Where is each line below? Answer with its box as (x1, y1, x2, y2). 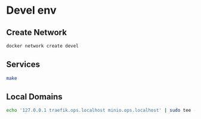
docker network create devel (6, 43, 79, 49)
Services (6, 59, 41, 70)
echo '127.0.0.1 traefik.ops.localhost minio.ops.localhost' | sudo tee (6, 108, 191, 114)
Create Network (6, 27, 67, 37)
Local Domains (6, 92, 63, 102)
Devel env (6, 4, 57, 17)
